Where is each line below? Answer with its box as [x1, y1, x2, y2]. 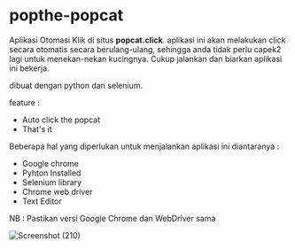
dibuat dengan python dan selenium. [9, 80, 144, 90]
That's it [21, 123, 53, 134]
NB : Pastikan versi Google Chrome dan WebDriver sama [9, 213, 216, 223]
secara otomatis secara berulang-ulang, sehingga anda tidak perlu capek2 [9, 43, 282, 54]
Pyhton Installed [21, 167, 82, 178]
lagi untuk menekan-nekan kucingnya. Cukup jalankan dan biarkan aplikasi [9, 53, 283, 64]
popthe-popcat [9, 5, 124, 26]
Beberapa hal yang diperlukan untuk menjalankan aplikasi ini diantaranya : [9, 141, 280, 152]
